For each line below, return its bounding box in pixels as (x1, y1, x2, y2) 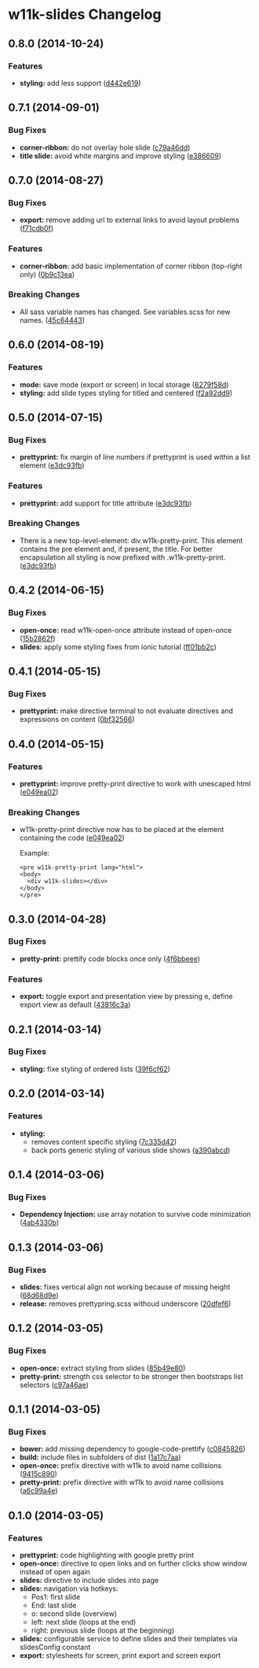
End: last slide (31, 1600, 77, 1610)
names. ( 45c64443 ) (19, 315, 85, 324)
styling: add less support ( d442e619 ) (19, 78, 141, 87)
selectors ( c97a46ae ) (19, 1380, 89, 1389)
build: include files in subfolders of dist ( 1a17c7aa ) (19, 1452, 182, 1462)
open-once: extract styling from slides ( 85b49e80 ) (19, 1363, 186, 1373)
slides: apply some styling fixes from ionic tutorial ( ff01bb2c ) (19, 642, 217, 651)
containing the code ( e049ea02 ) (19, 833, 126, 843)
